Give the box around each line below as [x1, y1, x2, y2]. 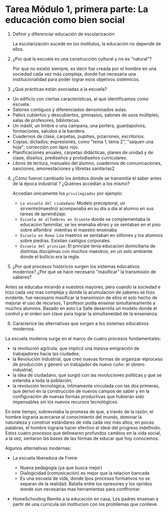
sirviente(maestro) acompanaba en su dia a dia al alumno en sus [20, 205, 154, 211]
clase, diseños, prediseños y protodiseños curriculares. [12, 155, 128, 161]
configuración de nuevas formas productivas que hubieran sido [12, 393, 144, 399]
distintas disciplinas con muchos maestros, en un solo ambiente [20, 248, 153, 254]
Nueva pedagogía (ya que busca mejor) [20, 465, 103, 471]
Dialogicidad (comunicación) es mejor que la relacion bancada [20, 470, 150, 476]
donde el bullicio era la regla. [20, 253, 80, 260]
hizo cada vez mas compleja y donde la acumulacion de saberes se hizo [5, 289, 155, 295]
